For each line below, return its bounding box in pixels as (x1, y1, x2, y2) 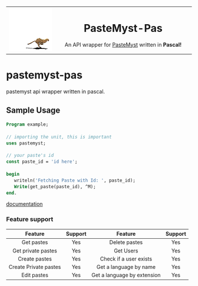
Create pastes (17, 255, 52, 262)
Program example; (6, 121, 49, 127)
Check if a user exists (100, 255, 152, 262)
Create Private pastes (8, 264, 61, 271)
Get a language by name (96, 264, 156, 271)
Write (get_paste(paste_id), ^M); (14, 183, 96, 189)
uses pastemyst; (6, 140, 46, 146)
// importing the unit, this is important (6, 134, 112, 140)
